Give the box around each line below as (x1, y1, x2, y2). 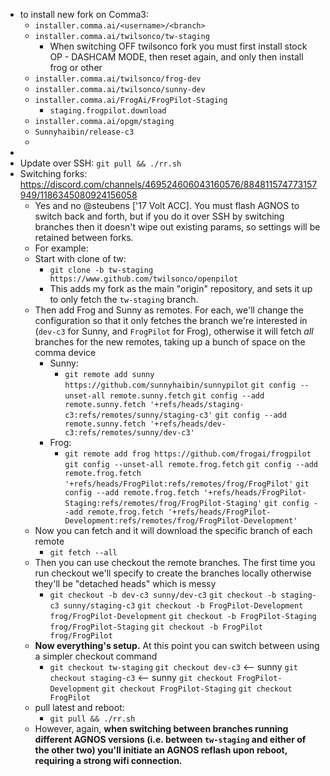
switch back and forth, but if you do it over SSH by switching (34, 210, 285, 222)
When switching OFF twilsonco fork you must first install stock (49, 40, 308, 52)
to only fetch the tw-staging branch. (49, 294, 199, 305)
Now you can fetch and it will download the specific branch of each (34, 525, 313, 536)
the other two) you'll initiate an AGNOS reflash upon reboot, (34, 744, 288, 756)
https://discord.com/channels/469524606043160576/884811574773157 (19, 179, 318, 190)
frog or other (49, 62, 103, 73)
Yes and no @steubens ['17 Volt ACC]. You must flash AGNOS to (34, 200, 300, 211)
